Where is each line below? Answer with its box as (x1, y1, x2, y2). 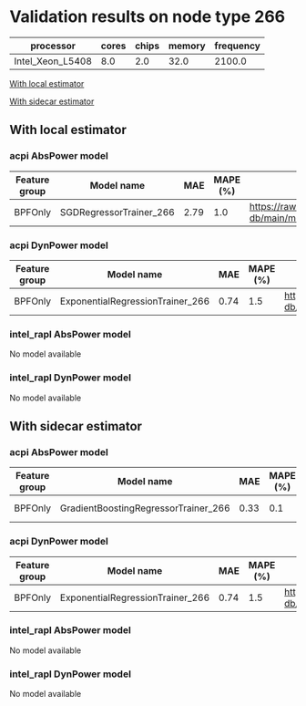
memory (168, 39, 207, 52)
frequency (214, 39, 261, 52)
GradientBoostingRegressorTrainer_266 (59, 502, 230, 514)
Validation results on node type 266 (9, 6, 286, 27)
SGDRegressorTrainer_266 (59, 205, 175, 218)
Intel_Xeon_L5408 (14, 55, 93, 67)
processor (30, 39, 76, 52)
